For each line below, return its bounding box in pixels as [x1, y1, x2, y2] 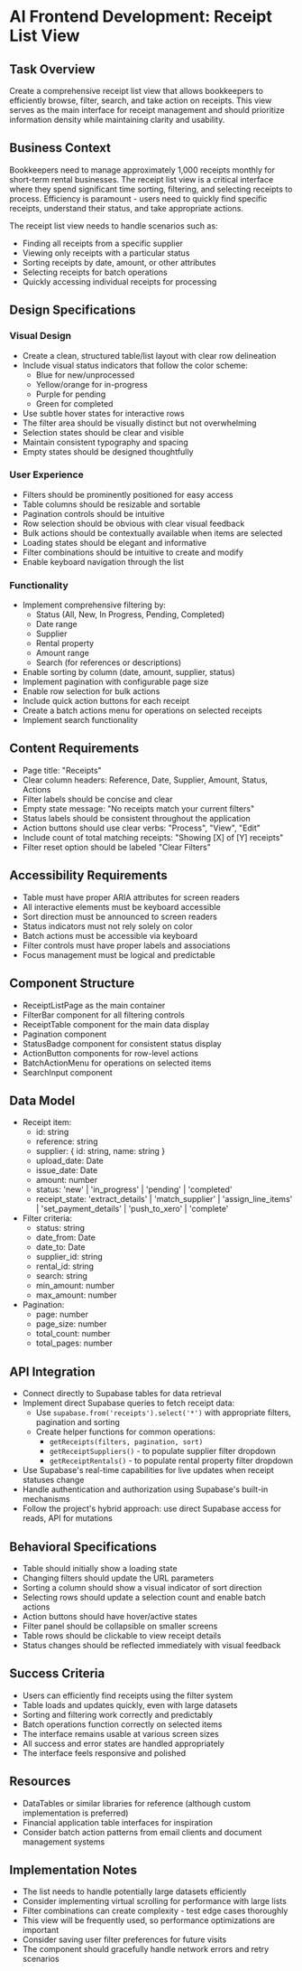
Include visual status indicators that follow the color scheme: [22, 360, 248, 371]
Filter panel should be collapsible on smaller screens [22, 1620, 218, 1631]
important [22, 1925, 59, 1936]
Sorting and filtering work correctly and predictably [22, 1709, 214, 1720]
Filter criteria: [22, 1213, 72, 1224]
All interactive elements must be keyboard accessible [22, 901, 221, 912]
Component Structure [9, 976, 135, 991]
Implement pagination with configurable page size [22, 676, 209, 688]
